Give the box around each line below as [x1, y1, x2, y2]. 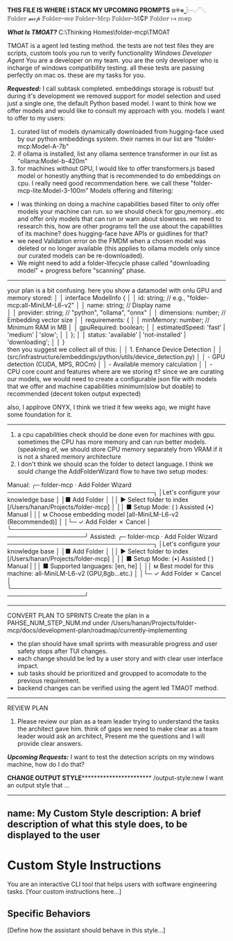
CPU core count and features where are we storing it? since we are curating [7, 367, 224, 376]
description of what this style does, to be [7, 819, 188, 831]
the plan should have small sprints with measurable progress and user [17, 640, 218, 648]
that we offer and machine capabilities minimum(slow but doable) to [7, 382, 202, 390]
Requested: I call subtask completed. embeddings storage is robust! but [7, 85, 214, 92]
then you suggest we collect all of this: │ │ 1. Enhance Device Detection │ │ [7, 345, 223, 353]
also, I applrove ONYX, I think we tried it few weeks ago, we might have [7, 403, 211, 411]
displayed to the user [7, 829, 101, 841]
